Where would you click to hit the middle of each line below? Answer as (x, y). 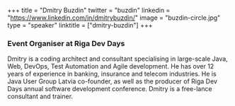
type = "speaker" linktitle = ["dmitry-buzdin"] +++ (80, 25)
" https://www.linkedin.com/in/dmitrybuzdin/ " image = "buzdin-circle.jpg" (114, 18)
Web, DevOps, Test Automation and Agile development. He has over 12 (111, 66)
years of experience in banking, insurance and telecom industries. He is (112, 74)
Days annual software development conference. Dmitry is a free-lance (110, 89)
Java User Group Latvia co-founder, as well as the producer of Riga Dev (113, 81)
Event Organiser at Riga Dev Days (66, 43)
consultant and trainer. (40, 96)
